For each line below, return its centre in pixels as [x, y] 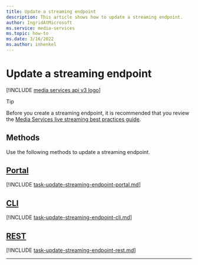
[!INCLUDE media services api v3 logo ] [54, 90]
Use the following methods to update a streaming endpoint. [78, 152]
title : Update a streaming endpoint [51, 12]
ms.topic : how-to [27, 34]
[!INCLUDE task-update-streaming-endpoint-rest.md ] [71, 250]
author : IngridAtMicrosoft [39, 22]
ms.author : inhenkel [32, 45]
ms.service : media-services [41, 28]
